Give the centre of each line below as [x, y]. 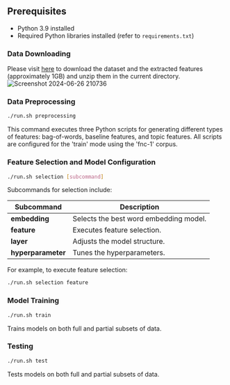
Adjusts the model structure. [119, 242]
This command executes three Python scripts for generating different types [115, 129]
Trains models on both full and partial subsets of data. [84, 328]
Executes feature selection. [117, 230]
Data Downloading [39, 54]
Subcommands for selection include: [60, 190]
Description [140, 207]
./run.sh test [28, 361]
